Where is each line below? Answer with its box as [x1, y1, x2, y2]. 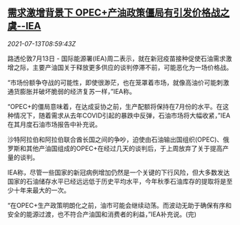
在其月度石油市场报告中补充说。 [7, 120, 101, 128]
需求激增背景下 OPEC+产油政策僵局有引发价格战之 [7, 6, 230, 19]
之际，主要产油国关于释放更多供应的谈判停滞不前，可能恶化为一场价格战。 [13, 63, 233, 71]
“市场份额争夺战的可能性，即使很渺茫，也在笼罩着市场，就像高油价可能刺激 [7, 78, 230, 87]
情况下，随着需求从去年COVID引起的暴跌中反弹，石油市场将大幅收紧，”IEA [13, 111, 231, 120]
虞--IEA [7, 20, 41, 32]
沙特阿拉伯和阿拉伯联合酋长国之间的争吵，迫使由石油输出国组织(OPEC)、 [7, 135, 224, 144]
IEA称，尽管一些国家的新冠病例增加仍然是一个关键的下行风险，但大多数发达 [7, 168, 230, 177]
